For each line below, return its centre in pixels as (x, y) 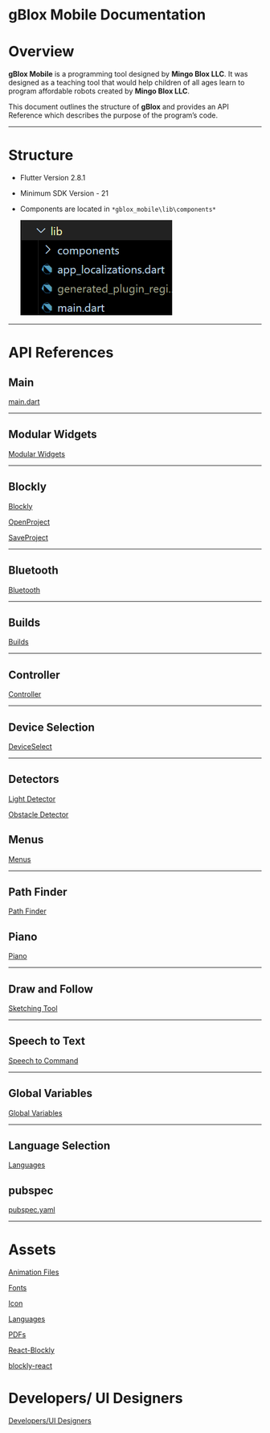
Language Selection (59, 1146)
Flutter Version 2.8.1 (53, 178)
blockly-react (31, 1366)
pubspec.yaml (32, 1210)
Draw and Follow (51, 989)
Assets (32, 1250)
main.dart (24, 402)
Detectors (34, 779)
